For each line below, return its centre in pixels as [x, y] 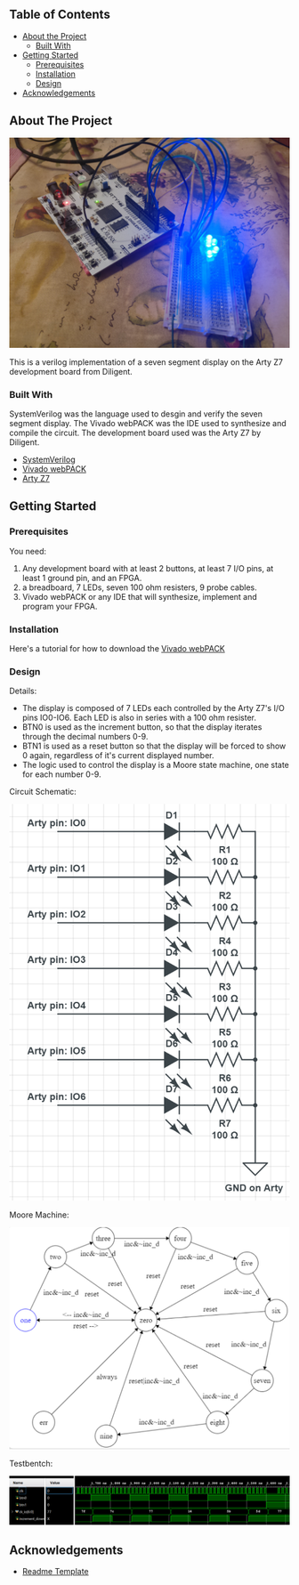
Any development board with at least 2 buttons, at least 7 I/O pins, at [148, 568]
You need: [28, 551]
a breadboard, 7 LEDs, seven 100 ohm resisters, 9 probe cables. [139, 587]
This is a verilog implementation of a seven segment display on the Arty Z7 [146, 362]
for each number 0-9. [61, 774]
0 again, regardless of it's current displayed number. [118, 756]
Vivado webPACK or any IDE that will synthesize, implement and [140, 596]
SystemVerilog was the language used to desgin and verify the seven [136, 414]
